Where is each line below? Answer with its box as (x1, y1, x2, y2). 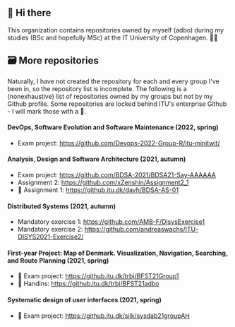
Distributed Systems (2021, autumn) (7, 202, 116, 210)
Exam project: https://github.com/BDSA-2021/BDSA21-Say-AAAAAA (17, 171, 217, 179)
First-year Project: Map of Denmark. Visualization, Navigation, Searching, (7, 249, 228, 257)
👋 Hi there (7, 7, 52, 19)
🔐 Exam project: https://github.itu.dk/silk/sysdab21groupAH (17, 311, 191, 320)
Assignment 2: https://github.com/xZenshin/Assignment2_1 (17, 178, 189, 187)
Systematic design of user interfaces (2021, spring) (7, 296, 162, 304)
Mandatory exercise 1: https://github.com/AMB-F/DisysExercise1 (17, 218, 205, 226)
